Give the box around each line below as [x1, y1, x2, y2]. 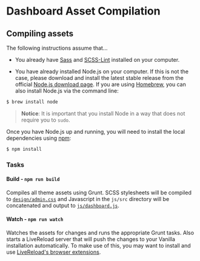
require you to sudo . [21, 116, 71, 124]
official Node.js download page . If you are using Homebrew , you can [15, 81, 187, 88]
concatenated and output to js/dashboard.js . [6, 202, 119, 209]
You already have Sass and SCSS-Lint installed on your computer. [15, 56, 180, 63]
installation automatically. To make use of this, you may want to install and [6, 242, 191, 249]
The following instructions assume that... [6, 44, 108, 51]
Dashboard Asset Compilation [6, 4, 161, 18]
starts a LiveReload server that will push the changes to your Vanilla [6, 236, 176, 243]
